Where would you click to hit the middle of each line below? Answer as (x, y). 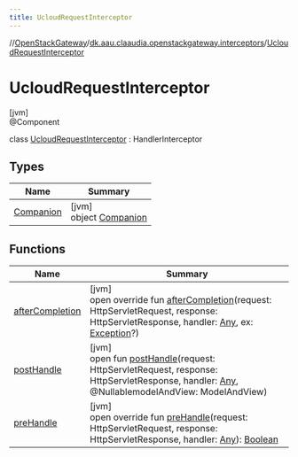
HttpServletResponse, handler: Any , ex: (172, 322)
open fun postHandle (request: (153, 359)
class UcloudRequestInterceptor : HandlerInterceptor (106, 139)
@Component (35, 121)
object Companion (109, 218)
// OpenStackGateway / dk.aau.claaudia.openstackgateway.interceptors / (138, 43)
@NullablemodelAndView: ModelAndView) (179, 392)
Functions (38, 249)
